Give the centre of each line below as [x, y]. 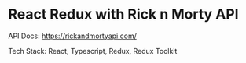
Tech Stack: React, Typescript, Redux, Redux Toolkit [93, 51]
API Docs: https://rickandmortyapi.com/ [73, 36]
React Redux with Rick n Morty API [123, 14]
